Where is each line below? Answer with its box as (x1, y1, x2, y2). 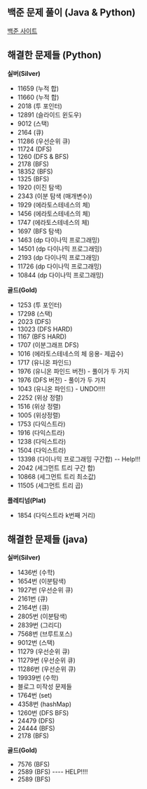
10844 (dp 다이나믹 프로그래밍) (17, 270, 104, 279)
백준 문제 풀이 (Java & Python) (7, 6, 136, 19)
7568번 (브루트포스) (17, 630, 73, 638)
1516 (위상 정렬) (17, 402, 61, 410)
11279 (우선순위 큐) (17, 647, 70, 656)
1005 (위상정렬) (17, 410, 61, 419)
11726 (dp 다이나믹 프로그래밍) (17, 262, 102, 270)
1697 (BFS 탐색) (17, 227, 62, 235)
